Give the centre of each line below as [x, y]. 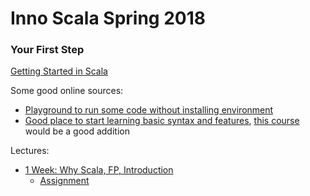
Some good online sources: [67, 91]
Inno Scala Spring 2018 [108, 18]
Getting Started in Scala [59, 71]
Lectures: [30, 151]
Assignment [64, 181]
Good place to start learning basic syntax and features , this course [162, 121]
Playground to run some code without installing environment [149, 110]
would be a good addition [77, 131]
